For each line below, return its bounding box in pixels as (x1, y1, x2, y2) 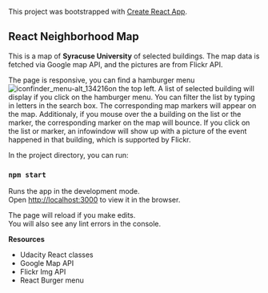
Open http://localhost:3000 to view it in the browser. (8, 195, 181, 205)
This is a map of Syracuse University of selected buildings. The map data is (8, 51, 260, 61)
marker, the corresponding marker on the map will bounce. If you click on (8, 118, 250, 127)
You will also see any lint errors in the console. (8, 219, 162, 229)
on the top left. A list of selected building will (107, 83, 254, 93)
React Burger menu (19, 275, 84, 285)
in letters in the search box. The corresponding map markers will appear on (8, 100, 257, 110)
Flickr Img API (19, 267, 66, 277)
